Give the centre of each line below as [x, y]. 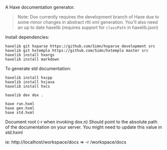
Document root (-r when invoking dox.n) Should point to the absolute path [81, 122]
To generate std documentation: [38, 69]
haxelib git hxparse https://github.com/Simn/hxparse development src [80, 46]
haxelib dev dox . [24, 95]
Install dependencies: [27, 37]
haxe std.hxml [20, 113]
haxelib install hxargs [30, 55]
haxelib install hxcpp [29, 78]
